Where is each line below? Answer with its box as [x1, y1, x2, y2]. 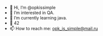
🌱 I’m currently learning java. [9, 15, 67, 20]
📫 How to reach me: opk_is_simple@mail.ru [9, 26, 98, 31]
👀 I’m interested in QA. [9, 10, 54, 16]
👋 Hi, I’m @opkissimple [9, 5, 56, 10]
